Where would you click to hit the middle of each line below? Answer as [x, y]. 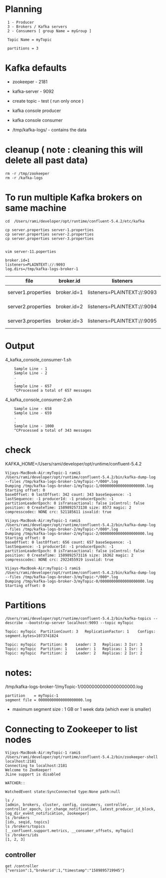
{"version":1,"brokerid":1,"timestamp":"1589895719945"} [65, 871]
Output [20, 346]
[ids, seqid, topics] [27, 822]
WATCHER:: [15, 783]
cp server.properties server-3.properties [49, 238]
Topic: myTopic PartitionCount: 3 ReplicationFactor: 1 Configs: [80, 631]
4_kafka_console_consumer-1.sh [38, 359]
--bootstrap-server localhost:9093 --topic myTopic [79, 623]
